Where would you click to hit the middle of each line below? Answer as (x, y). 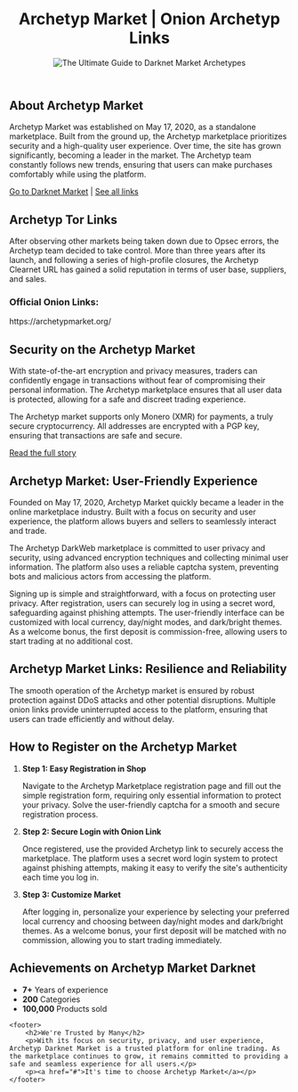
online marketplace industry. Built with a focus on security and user (133, 512)
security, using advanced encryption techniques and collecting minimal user (149, 558)
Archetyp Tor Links (64, 220)
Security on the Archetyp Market (102, 349)
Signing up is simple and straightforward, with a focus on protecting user (143, 594)
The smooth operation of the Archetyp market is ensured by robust (132, 690)
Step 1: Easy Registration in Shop (84, 768)
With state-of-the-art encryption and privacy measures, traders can (133, 371)
